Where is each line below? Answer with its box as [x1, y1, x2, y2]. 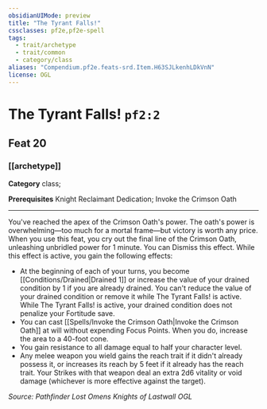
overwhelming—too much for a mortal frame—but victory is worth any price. [8, 225, 258, 235]
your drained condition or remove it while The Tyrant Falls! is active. [19, 291, 242, 301]
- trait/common [15, 49, 66, 56]
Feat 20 [8, 137, 47, 150]
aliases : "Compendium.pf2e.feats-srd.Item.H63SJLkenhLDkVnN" [8, 64, 215, 72]
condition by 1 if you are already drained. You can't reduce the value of [19, 283, 252, 293]
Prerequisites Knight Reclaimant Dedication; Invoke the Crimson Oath [8, 194, 237, 204]
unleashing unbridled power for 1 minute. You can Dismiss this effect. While [8, 242, 255, 251]
